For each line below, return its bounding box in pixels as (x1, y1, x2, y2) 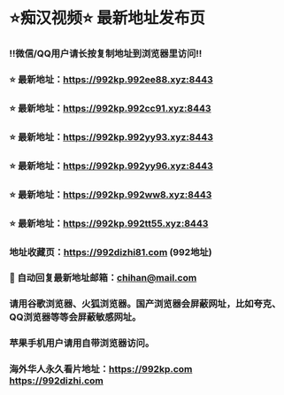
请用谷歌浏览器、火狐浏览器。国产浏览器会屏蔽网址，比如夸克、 (9, 298, 281, 310)
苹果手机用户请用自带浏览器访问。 (9, 337, 155, 350)
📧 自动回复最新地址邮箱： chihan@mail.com (9, 272, 197, 284)
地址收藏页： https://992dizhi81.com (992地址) (9, 245, 212, 258)
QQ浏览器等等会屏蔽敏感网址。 (9, 311, 142, 323)
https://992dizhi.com (9, 375, 104, 387)
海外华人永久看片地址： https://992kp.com (9, 363, 193, 376)
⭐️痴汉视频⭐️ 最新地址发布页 (9, 8, 206, 28)
